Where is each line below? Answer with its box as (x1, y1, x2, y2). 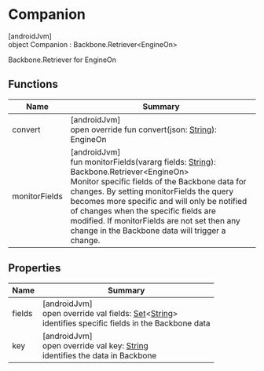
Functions (8, 78, 59, 91)
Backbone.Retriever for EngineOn (8, 55, 116, 64)
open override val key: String (42, 340, 149, 351)
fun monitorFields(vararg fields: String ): (70, 156, 216, 167)
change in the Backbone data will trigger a (70, 225, 226, 236)
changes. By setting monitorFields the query (70, 186, 234, 197)
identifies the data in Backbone (42, 350, 157, 361)
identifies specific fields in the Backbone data (42, 318, 211, 329)
